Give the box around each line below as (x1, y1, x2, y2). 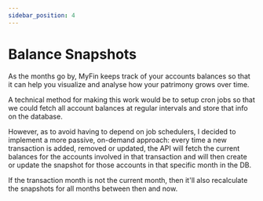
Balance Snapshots (8, 45, 137, 63)
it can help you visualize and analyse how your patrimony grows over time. (8, 79, 250, 89)
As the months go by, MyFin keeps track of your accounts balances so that (8, 71, 251, 81)
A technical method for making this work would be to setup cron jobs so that (8, 95, 255, 104)
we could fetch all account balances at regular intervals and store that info (8, 103, 249, 112)
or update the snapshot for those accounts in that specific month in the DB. (8, 160, 252, 170)
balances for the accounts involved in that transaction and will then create (8, 152, 247, 161)
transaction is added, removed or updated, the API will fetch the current (8, 143, 240, 153)
